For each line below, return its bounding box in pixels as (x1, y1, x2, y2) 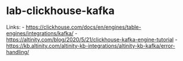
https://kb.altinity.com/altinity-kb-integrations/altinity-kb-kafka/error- (6, 42, 176, 49)
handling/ (6, 48, 30, 55)
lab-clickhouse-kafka (6, 4, 115, 18)
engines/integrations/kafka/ (6, 29, 74, 36)
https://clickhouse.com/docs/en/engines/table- (25, 23, 142, 30)
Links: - (6, 23, 25, 30)
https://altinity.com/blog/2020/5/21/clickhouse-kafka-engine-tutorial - (6, 36, 178, 43)
